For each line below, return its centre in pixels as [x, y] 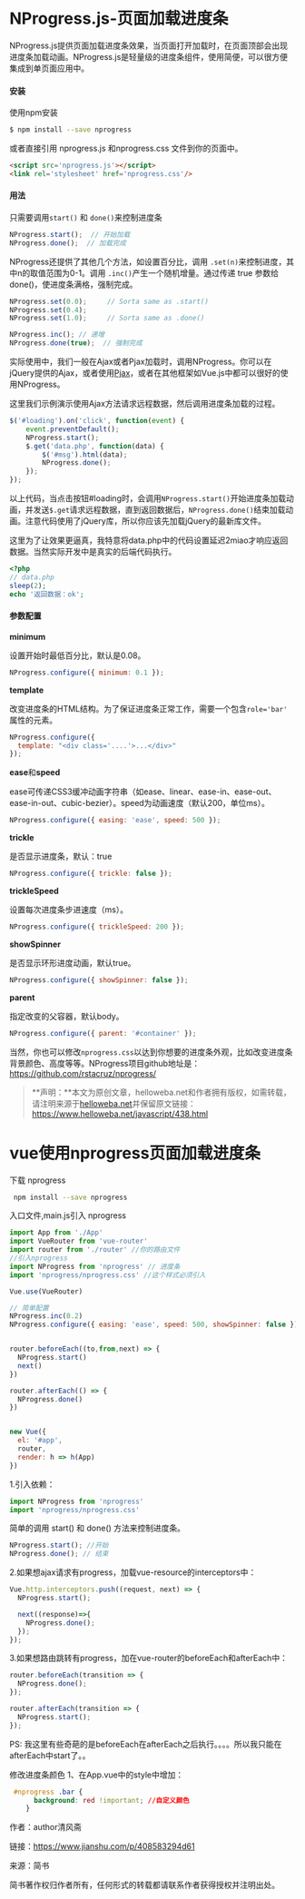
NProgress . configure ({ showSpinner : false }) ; [99, 980]
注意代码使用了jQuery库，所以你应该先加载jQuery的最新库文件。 [145, 521]
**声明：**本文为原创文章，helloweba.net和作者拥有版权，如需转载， [162, 1092]
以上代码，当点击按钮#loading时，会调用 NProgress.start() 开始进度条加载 [148, 498]
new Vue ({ [28, 1432]
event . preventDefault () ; [73, 429]
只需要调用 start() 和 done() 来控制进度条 [86, 217]
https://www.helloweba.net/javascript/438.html [120, 1114]
